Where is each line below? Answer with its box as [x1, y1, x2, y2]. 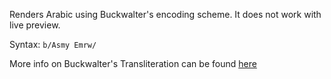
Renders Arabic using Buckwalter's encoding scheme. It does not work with [9, 9, 322, 20]
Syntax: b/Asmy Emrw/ [9, 39, 97, 50]
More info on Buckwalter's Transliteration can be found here [9, 58, 257, 69]
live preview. [9, 19, 61, 31]
